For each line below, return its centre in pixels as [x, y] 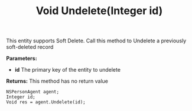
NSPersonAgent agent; [33, 92]
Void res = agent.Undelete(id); [46, 102]
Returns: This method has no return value [57, 81]
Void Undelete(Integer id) [99, 11]
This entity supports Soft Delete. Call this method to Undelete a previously [96, 41]
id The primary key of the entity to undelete [68, 70]
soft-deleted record [30, 47]
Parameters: [22, 58]
